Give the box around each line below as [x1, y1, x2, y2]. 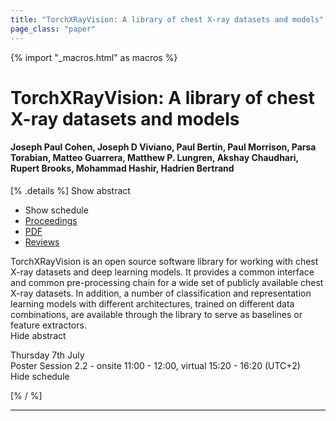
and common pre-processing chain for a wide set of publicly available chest [10, 276, 324, 288]
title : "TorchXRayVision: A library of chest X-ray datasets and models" [10, 14, 325, 25]
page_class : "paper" [10, 24, 97, 34]
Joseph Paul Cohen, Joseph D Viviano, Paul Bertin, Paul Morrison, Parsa [10, 141, 317, 153]
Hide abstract [10, 329, 67, 341]
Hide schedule [10, 370, 70, 382]
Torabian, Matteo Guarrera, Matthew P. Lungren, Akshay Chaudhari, [10, 152, 299, 164]
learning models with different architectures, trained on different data [10, 297, 295, 310]
